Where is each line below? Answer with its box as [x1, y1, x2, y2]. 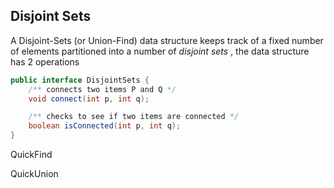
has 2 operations [10, 55, 80, 68]
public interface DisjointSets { [10, 75, 150, 85]
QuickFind [10, 149, 53, 161]
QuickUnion [10, 168, 59, 180]
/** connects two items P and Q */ [28, 84, 177, 94]
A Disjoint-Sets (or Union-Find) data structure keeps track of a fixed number [10, 34, 324, 46]
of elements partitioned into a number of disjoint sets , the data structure [10, 45, 310, 57]
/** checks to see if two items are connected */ [28, 112, 240, 122]
